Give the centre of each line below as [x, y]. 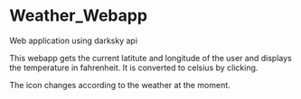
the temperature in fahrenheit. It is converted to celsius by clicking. [134, 67]
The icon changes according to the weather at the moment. [120, 85]
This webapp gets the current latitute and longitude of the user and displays [150, 58]
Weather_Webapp [78, 16]
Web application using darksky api [74, 40]
